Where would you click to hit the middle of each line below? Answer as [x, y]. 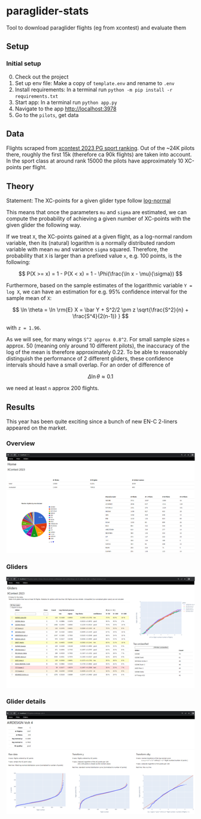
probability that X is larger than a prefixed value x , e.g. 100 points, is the [94, 256]
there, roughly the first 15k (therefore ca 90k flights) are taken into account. [99, 155]
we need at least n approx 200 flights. [53, 388]
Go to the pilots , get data [47, 115]
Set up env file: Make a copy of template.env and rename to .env [95, 83]
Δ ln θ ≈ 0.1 [100, 377]
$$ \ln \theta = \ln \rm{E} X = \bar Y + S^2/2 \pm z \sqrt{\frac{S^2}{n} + [100, 310]
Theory [20, 186]
